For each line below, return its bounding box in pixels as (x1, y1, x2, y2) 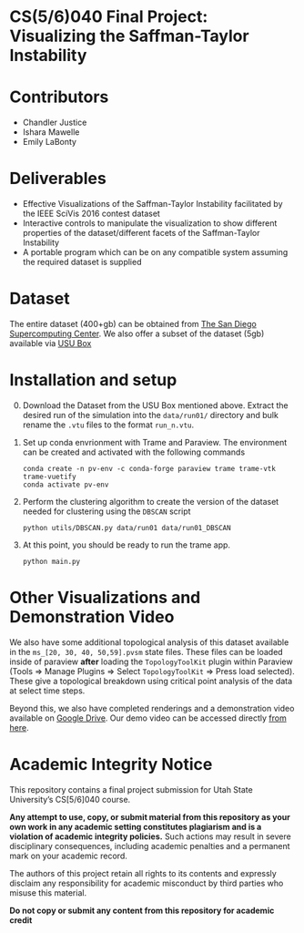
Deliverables (9, 169, 106, 189)
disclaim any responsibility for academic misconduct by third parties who (9, 877, 284, 888)
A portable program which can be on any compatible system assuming (22, 247, 289, 258)
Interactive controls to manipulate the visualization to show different (22, 218, 278, 229)
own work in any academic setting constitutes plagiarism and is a (9, 821, 262, 832)
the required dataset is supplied (22, 257, 142, 268)
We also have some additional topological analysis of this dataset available (9, 636, 289, 648)
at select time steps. (9, 685, 86, 696)
